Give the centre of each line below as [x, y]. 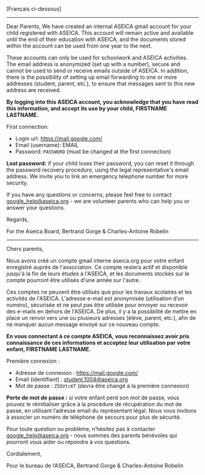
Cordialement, [24, 454]
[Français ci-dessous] [34, 9]
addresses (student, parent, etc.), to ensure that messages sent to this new [101, 84]
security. [17, 183]
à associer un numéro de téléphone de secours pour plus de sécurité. [94, 417]
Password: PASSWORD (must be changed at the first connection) [93, 151]
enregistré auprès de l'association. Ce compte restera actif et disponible [97, 267]
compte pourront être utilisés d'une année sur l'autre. [74, 280]
